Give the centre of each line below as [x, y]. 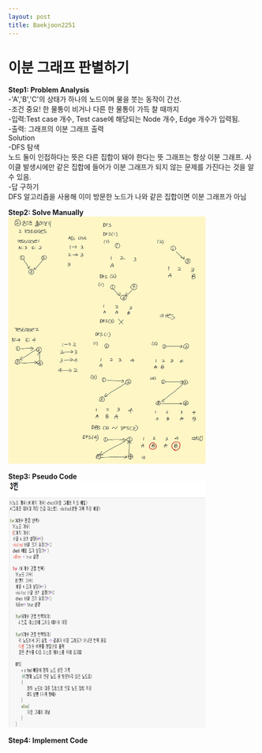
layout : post [30, 17]
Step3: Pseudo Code [43, 477]
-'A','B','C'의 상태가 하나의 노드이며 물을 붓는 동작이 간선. [95, 100]
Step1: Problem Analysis [49, 90]
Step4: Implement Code [48, 740]
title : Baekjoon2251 [42, 25]
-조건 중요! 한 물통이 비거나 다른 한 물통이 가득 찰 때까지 [94, 109]
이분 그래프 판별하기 [69, 68]
